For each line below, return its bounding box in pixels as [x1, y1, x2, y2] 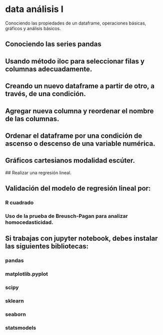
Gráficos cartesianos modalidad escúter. [5, 156, 135, 165]
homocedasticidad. [5, 219, 53, 226]
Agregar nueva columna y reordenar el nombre [5, 107, 154, 115]
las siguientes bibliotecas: [5, 242, 89, 251]
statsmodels [5, 324, 36, 331]
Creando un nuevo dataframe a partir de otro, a [5, 82, 155, 91]
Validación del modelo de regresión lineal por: [5, 184, 151, 193]
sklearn [5, 297, 24, 304]
